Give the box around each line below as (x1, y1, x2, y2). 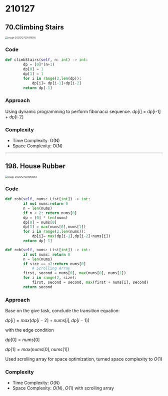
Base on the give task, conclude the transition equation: (5, 308, 120, 314)
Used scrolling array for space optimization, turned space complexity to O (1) (5, 356, 162, 362)
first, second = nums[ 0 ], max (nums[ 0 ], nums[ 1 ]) (23, 271, 126, 276)
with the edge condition (5, 327, 54, 333)
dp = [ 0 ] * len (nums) (23, 215, 68, 220)
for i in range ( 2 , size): (23, 275, 77, 280)
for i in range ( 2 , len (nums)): (23, 229, 86, 234)
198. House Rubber (5, 162, 66, 170)
